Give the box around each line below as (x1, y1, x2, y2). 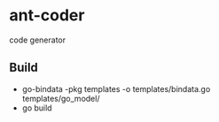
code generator (9, 34, 66, 45)
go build (21, 103, 52, 113)
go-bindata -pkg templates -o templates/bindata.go (21, 83, 211, 94)
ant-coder (9, 5, 85, 26)
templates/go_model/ (21, 93, 100, 103)
